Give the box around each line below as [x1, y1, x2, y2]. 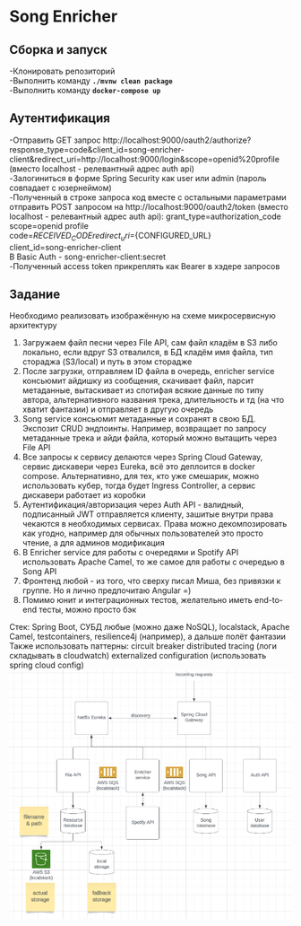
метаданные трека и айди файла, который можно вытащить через [21, 432, 278, 443]
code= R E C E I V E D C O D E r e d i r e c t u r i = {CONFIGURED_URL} [9, 230, 212, 243]
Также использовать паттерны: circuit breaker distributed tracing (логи [9, 641, 278, 651]
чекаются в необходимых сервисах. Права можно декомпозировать [21, 519, 288, 529]
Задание [9, 287, 61, 301]
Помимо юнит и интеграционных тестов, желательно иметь [21, 595, 253, 606]
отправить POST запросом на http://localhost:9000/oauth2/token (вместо [9, 201, 288, 212]
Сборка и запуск [9, 42, 107, 57]
